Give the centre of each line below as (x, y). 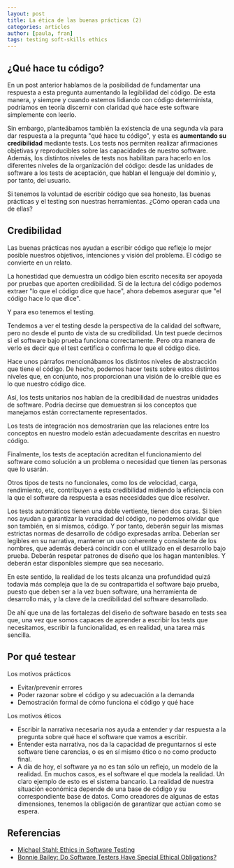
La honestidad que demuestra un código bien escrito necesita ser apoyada (115, 276)
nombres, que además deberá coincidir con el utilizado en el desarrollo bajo (117, 548)
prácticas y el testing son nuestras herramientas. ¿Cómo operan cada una (114, 201)
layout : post (26, 14)
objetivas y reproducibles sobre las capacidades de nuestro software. (108, 150)
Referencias (34, 833)
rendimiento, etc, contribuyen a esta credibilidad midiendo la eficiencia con (115, 490)
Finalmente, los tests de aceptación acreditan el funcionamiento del (104, 454)
